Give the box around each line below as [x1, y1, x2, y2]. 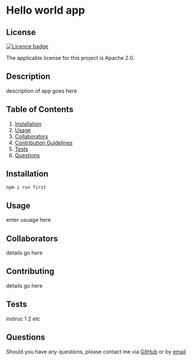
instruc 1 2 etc [6, 315, 40, 322]
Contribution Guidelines [14, 139, 73, 146]
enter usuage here [6, 216, 52, 223]
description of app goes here [6, 87, 77, 94]
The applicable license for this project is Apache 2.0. [6, 55, 135, 61]
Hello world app [6, 4, 85, 17]
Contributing [6, 266, 55, 276]
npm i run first [6, 184, 46, 190]
